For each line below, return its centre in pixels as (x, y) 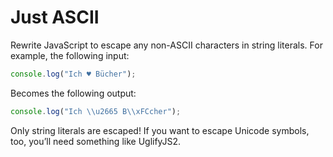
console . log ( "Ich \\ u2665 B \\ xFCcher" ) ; (96, 111)
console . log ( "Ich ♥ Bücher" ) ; (73, 74)
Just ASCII (55, 17)
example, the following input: (70, 55)
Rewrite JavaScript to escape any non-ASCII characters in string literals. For (166, 45)
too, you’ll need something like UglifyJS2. (96, 141)
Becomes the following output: (73, 93)
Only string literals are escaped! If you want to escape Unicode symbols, (160, 130)
